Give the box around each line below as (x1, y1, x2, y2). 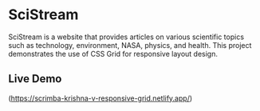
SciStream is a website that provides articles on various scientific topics (8, 32, 245, 42)
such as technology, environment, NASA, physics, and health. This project (8, 40, 252, 50)
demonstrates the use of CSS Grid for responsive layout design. (8, 49, 218, 58)
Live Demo (8, 72, 62, 85)
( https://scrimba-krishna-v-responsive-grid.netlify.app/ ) (8, 93, 193, 103)
